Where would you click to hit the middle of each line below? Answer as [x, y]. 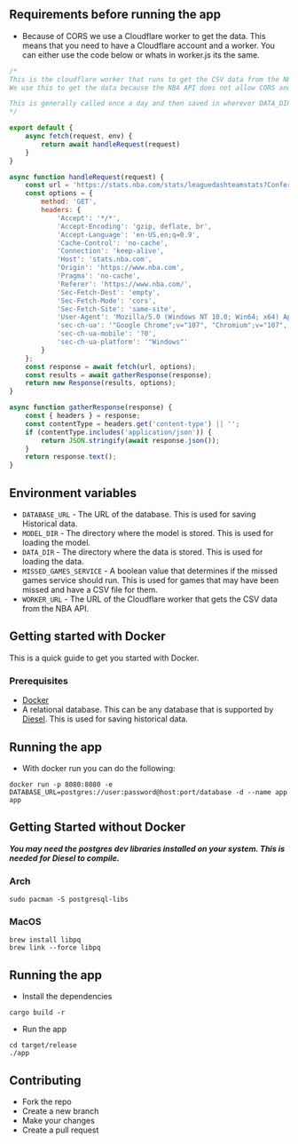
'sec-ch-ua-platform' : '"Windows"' [122, 342]
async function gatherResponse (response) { [91, 407]
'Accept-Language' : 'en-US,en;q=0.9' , [128, 234]
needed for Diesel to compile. [64, 858]
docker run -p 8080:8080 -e [61, 785]
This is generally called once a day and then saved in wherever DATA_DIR [150, 104]
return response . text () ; [71, 457]
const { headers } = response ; [83, 416]
